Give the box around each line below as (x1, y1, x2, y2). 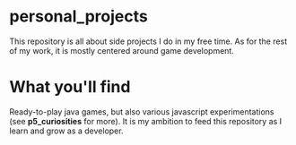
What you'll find (9, 77, 131, 98)
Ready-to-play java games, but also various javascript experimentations (9, 106, 274, 117)
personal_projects (9, 6, 148, 27)
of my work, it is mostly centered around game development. (9, 45, 235, 55)
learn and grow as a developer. (9, 125, 124, 136)
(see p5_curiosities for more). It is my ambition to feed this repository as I (9, 115, 283, 126)
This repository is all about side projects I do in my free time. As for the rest (9, 36, 288, 47)
